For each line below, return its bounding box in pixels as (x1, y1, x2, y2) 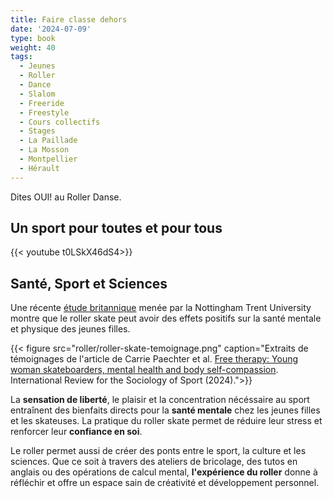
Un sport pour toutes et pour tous (10, 220, 223, 237)
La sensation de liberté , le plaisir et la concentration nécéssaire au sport (10, 394, 310, 406)
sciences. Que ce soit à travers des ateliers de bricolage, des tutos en (10, 456, 298, 468)
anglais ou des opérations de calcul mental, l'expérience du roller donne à (10, 466, 318, 478)
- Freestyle (19, 107, 70, 118)
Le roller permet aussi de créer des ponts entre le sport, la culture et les (10, 445, 307, 457)
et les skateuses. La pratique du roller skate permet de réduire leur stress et (10, 415, 323, 427)
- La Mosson (19, 145, 70, 155)
